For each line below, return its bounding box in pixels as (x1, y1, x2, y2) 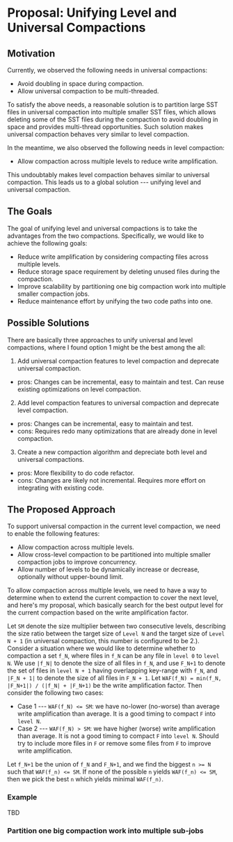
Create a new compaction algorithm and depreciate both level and (17, 448, 207, 456)
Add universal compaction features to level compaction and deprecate (17, 356, 219, 365)
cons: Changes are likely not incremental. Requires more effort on (17, 476, 206, 484)
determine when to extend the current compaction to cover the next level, (7, 594, 219, 602)
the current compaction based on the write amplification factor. (7, 608, 189, 617)
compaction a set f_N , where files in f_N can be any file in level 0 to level (7, 652, 220, 660)
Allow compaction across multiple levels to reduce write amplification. (17, 157, 218, 165)
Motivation (7, 47, 56, 59)
